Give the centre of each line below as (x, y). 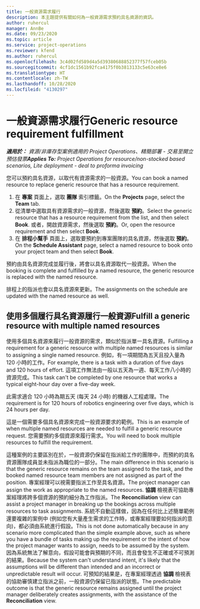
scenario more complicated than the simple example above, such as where (98, 533)
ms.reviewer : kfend (30, 51)
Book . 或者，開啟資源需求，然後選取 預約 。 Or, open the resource (95, 224)
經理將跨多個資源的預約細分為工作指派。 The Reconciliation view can (96, 497)
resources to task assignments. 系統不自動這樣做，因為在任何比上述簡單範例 (100, 511)
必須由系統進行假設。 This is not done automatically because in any (106, 526)
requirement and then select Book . (57, 231)
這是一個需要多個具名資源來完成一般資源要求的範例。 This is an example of (98, 421)
